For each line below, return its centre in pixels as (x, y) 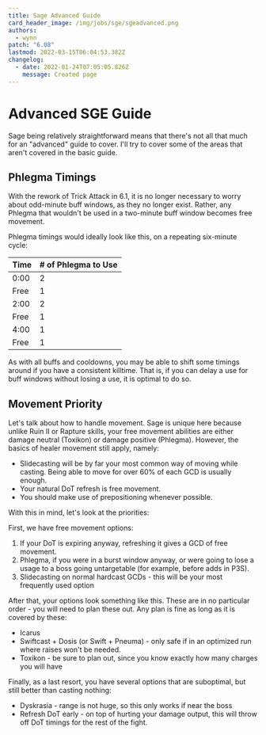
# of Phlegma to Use (78, 265)
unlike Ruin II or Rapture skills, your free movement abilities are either (121, 432)
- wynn (26, 38)
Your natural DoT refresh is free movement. (90, 489)
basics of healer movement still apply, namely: (84, 448)
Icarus (30, 633)
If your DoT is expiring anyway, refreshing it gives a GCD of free (123, 543)
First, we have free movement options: (71, 528)
